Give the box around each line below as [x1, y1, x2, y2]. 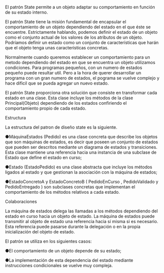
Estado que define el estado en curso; [5, 155, 82, 160]
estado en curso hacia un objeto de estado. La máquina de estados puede [5, 213, 155, 219]
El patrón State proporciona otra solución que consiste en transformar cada [5, 90, 158, 95]
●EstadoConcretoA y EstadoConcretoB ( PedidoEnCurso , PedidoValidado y [5, 179, 159, 184]
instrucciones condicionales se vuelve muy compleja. [5, 263, 113, 268]
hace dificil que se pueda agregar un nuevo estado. [5, 80, 109, 86]
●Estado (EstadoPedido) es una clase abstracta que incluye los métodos [5, 164, 153, 170]
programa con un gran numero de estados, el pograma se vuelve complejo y [5, 75, 160, 81]
